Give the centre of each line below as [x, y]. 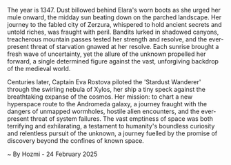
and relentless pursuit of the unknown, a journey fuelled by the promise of [112, 133]
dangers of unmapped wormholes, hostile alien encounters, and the [103, 111]
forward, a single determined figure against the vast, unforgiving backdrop [113, 61]
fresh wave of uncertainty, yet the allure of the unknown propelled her [107, 54]
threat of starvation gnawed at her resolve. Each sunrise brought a [125, 47]
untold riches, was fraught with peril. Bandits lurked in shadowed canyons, [113, 32]
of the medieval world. [39, 69]
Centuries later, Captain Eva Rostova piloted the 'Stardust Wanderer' [104, 82]
